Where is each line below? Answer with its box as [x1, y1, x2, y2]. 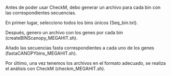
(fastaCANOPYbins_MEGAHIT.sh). [5, 50, 78, 56]
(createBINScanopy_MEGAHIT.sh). [5, 35, 78, 41]
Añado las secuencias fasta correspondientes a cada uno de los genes [5, 45, 155, 50]
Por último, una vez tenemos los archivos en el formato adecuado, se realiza [5, 60, 166, 66]
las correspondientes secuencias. [5, 10, 77, 16]
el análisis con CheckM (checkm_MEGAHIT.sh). [5, 66, 106, 71]
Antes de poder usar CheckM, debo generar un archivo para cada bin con [5, 5, 161, 10]
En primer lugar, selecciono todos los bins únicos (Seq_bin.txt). [5, 20, 138, 26]
